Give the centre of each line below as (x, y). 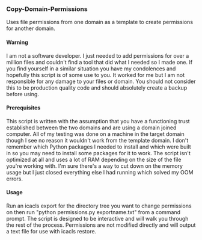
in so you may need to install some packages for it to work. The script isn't (99, 153)
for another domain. (31, 28)
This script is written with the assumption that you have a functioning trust (98, 121)
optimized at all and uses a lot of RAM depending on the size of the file (94, 159)
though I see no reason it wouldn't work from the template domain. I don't (97, 140)
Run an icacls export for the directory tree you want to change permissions (99, 206)
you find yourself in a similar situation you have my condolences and (91, 69)
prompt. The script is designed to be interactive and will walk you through (97, 218)
